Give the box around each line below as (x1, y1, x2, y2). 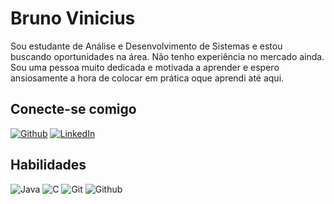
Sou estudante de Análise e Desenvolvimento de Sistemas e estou (10, 40, 283, 52)
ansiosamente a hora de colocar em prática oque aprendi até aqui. (10, 72, 285, 84)
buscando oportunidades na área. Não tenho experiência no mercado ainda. (10, 50, 325, 62)
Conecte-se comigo (10, 101, 137, 118)
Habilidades (10, 157, 87, 174)
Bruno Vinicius (10, 7, 136, 30)
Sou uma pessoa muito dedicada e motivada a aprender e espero (10, 61, 280, 73)
